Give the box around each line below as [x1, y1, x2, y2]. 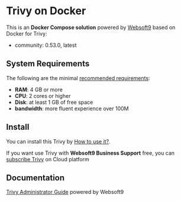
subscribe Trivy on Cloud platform [6, 155, 90, 162]
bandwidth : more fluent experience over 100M [14, 105, 129, 112]
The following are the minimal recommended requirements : [6, 74, 150, 81]
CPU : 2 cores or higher [14, 92, 71, 99]
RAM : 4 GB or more [14, 86, 63, 93]
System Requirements [6, 59, 90, 69]
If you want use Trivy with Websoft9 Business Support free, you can [6, 149, 175, 157]
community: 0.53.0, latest [14, 42, 77, 49]
